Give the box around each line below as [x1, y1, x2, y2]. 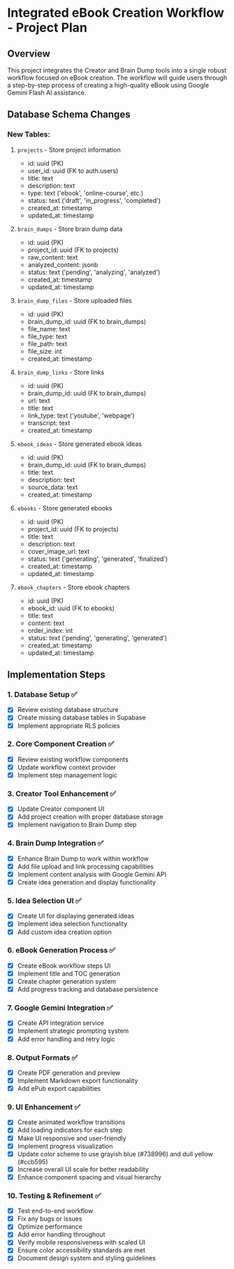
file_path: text [27, 339, 68, 347]
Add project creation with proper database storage [17, 812, 164, 821]
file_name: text [27, 324, 71, 333]
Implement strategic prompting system [17, 1026, 129, 1035]
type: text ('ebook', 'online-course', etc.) [27, 189, 144, 197]
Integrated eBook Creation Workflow [7, 5, 225, 21]
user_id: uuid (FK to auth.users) [27, 166, 119, 175]
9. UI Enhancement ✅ [7, 1103, 81, 1112]
